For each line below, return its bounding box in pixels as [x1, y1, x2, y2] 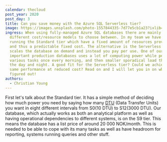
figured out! [9, 72, 37, 77]
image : [5, 26, 19, 31]
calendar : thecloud [5, 7, 46, 12]
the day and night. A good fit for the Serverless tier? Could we [9, 62, 150, 67]
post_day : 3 [5, 16, 30, 21]
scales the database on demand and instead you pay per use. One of [9, 48, 155, 53]
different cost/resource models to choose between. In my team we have [9, 35, 162, 40]
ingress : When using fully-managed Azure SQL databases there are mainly [5, 30, 162, 35]
